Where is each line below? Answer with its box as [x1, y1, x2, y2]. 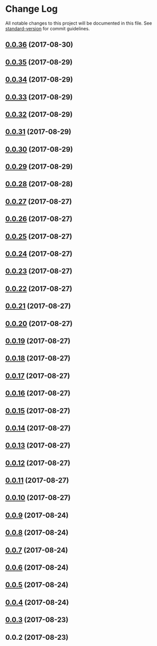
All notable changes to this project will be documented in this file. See [5, 20, 152, 26]
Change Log [5, 3, 58, 15]
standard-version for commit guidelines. [5, 25, 90, 31]
